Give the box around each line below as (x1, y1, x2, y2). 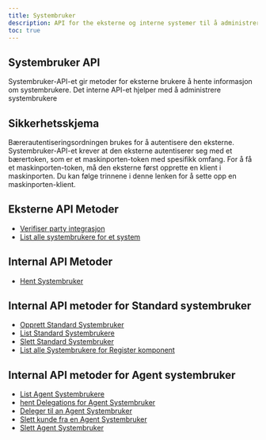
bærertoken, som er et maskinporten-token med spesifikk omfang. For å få (8, 155, 253, 163)
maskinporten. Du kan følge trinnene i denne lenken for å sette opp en (8, 171, 237, 181)
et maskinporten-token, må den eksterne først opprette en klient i (8, 163, 222, 172)
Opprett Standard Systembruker (19, 320, 124, 330)
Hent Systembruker (19, 276, 84, 285)
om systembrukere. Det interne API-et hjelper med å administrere (8, 85, 222, 95)
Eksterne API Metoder (8, 203, 119, 216)
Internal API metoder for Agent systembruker (8, 368, 236, 381)
